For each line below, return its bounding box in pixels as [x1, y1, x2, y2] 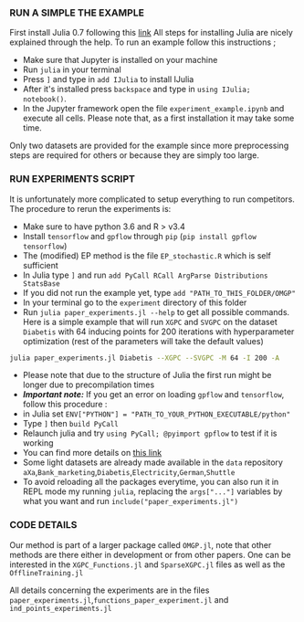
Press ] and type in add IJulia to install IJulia [22, 74, 194, 85]
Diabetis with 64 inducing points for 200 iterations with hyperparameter [22, 326, 295, 337]
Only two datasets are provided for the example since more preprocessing [9, 140, 289, 152]
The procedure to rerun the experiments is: [9, 203, 172, 214]
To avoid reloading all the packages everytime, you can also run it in [22, 477, 279, 488]
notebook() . [22, 93, 67, 104]
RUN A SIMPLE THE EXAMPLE [9, 6, 144, 19]
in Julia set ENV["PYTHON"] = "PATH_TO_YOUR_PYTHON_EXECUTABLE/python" [22, 408, 291, 419]
